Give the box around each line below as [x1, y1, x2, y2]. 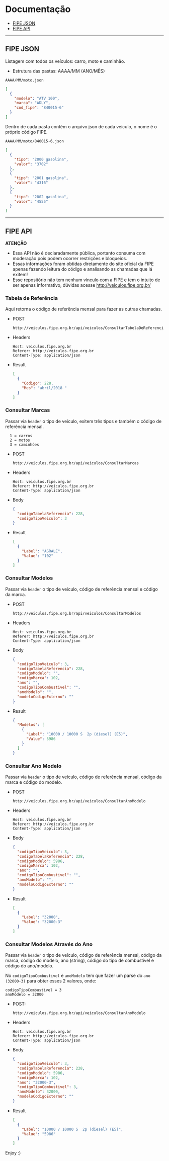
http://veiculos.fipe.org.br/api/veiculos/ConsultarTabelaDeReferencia [12, 325, 166, 330]
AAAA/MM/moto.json [5, 77, 44, 82]
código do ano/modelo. [5, 963, 54, 969]
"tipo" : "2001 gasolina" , [14, 176, 69, 181]
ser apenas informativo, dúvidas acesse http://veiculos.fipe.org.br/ [12, 282, 151, 288]
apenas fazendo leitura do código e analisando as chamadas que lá [12, 266, 152, 272]
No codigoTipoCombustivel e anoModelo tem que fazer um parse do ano [5, 972, 151, 979]
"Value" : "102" [22, 553, 54, 558]
